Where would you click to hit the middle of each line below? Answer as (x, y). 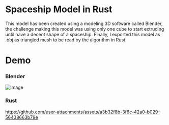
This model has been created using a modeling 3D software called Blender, (84, 23)
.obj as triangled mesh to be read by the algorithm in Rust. (66, 40)
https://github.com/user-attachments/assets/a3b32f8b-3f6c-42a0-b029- (83, 112)
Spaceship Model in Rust (59, 9)
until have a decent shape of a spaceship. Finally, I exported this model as (83, 34)
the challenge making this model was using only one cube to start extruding (85, 29)
